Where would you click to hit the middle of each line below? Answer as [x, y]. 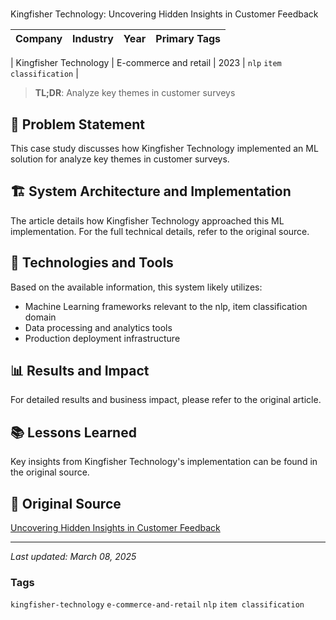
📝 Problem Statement [78, 124]
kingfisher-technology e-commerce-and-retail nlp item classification [157, 605]
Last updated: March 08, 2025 [73, 557]
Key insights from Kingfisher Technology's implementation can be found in [164, 462]
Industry [93, 39]
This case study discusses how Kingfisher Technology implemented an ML [164, 148]
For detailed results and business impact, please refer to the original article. [166, 400]
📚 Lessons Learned [73, 432]
